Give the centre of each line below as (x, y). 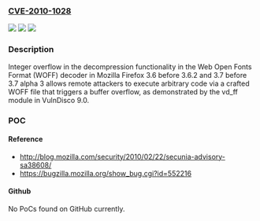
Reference (26, 139)
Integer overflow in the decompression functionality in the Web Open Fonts (130, 66)
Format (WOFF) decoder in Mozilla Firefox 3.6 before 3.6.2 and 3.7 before (128, 75)
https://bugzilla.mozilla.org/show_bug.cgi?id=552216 (105, 173)
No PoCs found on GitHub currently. (67, 208)
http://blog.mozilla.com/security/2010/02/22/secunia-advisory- (123, 157)
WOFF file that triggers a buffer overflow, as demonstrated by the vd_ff (123, 91)
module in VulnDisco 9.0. (48, 100)
